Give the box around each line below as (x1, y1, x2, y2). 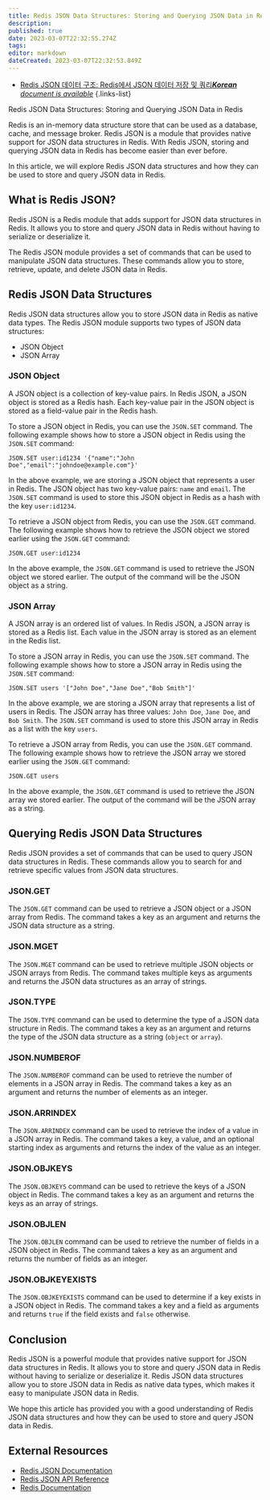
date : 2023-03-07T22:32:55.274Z (8, 34, 117, 43)
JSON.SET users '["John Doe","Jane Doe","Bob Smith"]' (8, 684, 196, 692)
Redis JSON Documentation (19, 1465, 112, 1475)
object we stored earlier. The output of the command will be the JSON (8, 572, 240, 581)
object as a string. (8, 581, 68, 590)
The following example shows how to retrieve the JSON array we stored (8, 748, 247, 758)
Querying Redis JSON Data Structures (8, 827, 203, 841)
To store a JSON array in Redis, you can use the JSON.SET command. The (8, 651, 250, 661)
